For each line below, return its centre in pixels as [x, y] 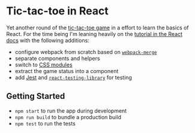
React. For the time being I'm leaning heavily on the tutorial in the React [94, 34]
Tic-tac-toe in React [58, 11]
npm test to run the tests [45, 123]
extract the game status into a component [67, 71]
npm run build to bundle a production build [68, 117]
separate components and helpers [57, 58]
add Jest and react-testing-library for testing [73, 77]
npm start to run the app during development [71, 111]
